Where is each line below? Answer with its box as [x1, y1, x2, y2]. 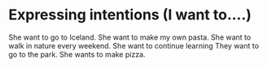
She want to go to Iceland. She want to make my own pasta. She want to [8, 32, 252, 42]
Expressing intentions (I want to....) [8, 6, 252, 24]
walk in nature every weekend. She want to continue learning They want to [8, 40, 259, 50]
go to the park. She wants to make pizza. [8, 49, 146, 59]
